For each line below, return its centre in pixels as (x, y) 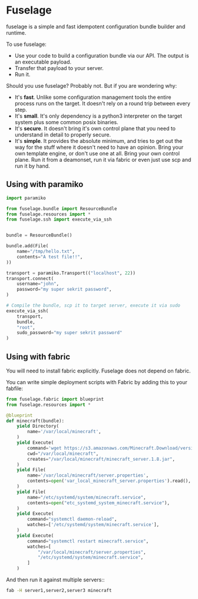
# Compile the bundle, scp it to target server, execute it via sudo (93, 305)
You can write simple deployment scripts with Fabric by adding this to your (97, 382)
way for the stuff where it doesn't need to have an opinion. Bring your (99, 147)
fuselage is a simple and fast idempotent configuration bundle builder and (96, 26)
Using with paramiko (45, 184)
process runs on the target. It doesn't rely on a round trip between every (102, 103)
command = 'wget (44, 448)
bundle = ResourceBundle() (39, 235)
